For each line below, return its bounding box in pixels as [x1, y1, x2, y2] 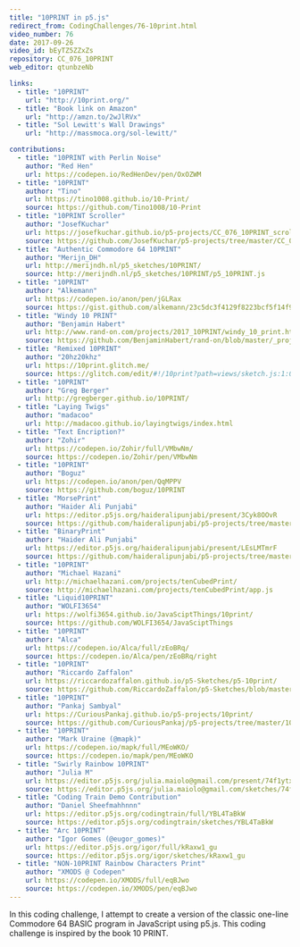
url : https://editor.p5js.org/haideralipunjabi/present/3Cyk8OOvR [25, 510, 278, 519]
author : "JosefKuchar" [25, 220, 110, 229]
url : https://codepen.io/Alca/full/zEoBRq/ [25, 643, 190, 652]
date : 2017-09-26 [9, 38, 74, 47]
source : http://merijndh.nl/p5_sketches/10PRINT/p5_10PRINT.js [25, 270, 266, 279]
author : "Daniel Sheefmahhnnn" [25, 801, 142, 810]
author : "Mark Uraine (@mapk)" [25, 734, 142, 744]
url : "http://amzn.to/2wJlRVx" [25, 113, 142, 122]
